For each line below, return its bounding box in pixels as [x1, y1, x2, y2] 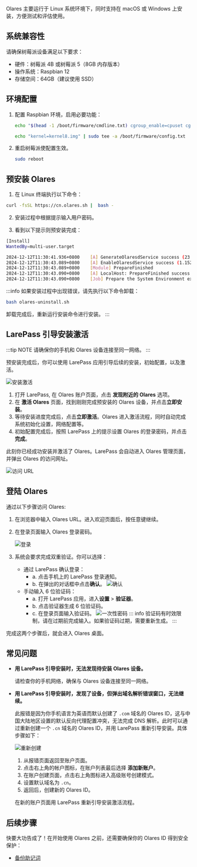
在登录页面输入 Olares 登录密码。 [14, 528, 96, 535]
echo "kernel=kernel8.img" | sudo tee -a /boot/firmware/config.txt [14, 133, 186, 139]
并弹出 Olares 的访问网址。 [6, 455, 72, 462]
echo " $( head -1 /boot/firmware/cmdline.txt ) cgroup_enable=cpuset [14, 122, 184, 128]
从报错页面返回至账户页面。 [23, 757, 91, 764]
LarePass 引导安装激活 [6, 329, 89, 339]
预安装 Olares [6, 174, 56, 184]
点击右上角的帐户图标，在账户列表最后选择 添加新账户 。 [23, 764, 159, 772]
